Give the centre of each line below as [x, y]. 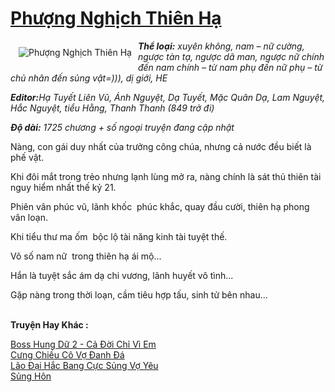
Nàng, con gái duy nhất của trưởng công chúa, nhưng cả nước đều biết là [161, 146]
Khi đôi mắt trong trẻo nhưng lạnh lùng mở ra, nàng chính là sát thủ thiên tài [166, 176]
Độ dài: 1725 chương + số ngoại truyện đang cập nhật [122, 127]
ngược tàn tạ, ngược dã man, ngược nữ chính [231, 56]
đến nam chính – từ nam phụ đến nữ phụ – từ [230, 67]
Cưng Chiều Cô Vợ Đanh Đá [67, 354]
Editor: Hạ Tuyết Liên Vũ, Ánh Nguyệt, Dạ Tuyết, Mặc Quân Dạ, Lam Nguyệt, [168, 97]
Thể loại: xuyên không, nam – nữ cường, [221, 46]
